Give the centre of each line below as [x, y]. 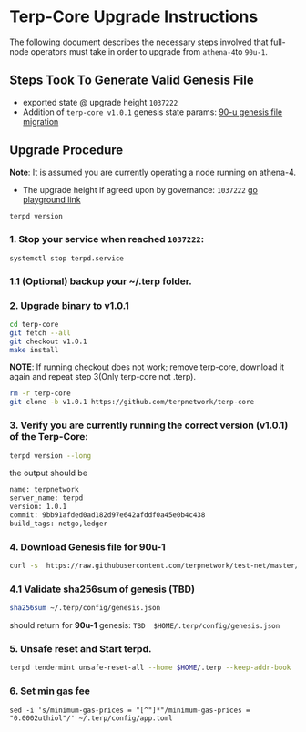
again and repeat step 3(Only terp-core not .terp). [103, 377]
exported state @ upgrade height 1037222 [100, 102]
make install [34, 350]
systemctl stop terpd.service [67, 258]
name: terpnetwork [44, 490]
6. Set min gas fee [50, 691]
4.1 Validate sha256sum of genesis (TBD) [102, 589]
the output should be [49, 473]
